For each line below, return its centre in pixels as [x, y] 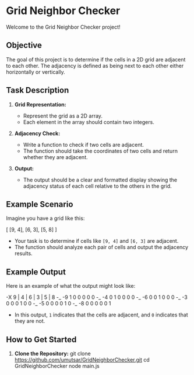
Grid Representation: [40, 104]
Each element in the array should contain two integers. [89, 122]
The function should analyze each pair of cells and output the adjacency [101, 247]
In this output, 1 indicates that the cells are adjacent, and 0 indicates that [101, 315]
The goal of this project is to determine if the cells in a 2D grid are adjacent [96, 59]
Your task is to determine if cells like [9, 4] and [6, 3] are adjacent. [96, 241]
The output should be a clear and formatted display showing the [100, 180]
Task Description [38, 90]
